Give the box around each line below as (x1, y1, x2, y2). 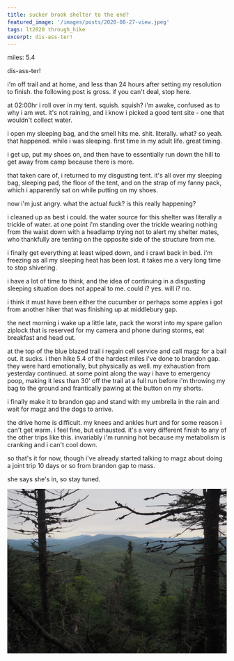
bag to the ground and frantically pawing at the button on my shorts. (7, 384, 203, 393)
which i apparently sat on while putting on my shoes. (7, 186, 159, 194)
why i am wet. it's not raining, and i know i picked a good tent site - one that (7, 109, 224, 117)
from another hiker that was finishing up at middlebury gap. (7, 305, 178, 313)
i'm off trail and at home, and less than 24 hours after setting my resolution (7, 80, 221, 88)
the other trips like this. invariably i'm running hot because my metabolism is (7, 433, 226, 442)
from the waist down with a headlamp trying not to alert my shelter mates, (7, 228, 219, 236)
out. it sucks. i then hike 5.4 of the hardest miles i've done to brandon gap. (7, 355, 221, 363)
